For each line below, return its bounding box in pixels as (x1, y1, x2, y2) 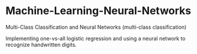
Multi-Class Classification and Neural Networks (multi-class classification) (5, 23, 187, 31)
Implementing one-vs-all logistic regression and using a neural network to (5, 35, 186, 42)
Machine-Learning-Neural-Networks (5, 4, 192, 18)
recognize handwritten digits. (5, 41, 77, 48)
